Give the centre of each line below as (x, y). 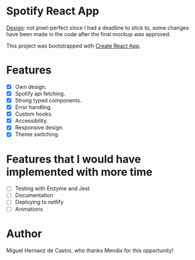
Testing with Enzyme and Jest (52, 188)
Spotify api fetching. (40, 93)
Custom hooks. (34, 114)
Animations (29, 209)
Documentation (34, 195)
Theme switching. (37, 134)
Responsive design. (39, 128)
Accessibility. (31, 121)
